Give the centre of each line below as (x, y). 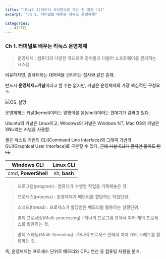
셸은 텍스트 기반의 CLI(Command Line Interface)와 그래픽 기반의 (68, 140)
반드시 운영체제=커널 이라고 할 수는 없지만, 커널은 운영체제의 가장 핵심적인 (76, 85)
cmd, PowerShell (28, 173)
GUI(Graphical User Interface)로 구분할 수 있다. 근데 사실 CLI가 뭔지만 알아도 (81, 146)
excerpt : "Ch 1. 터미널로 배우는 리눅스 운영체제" (51, 14)
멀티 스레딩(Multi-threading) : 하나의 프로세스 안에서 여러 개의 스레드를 (86, 234)
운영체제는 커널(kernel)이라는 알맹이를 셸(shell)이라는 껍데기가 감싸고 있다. (78, 113)
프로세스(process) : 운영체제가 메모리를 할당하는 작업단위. (73, 196)
